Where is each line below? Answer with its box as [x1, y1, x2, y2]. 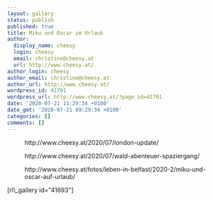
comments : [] [7, 119, 45, 126]
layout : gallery [7, 10, 54, 17]
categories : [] [7, 113, 51, 119]
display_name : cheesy [13, 42, 76, 49]
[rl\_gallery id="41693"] [7, 186, 74, 194]
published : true [7, 23, 54, 30]
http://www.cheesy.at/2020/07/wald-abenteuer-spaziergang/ [24, 151, 201, 160]
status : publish [7, 17, 54, 23]
